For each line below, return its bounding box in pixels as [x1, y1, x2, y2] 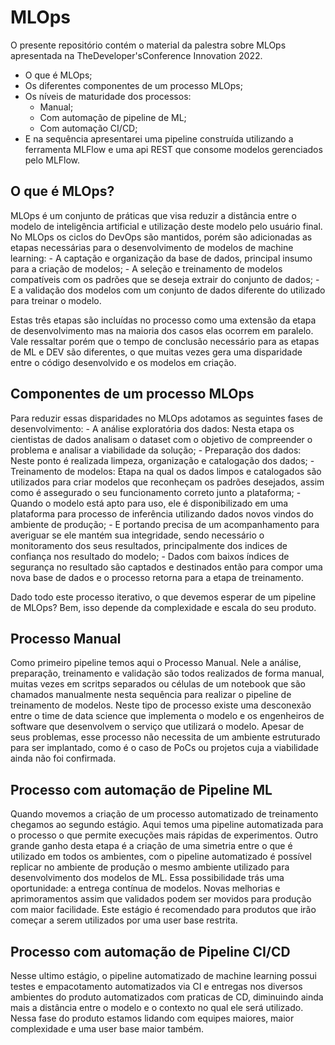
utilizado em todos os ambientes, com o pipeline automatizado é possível [10, 851, 312, 863]
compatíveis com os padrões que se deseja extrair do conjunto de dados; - [10, 273, 320, 285]
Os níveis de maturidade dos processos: [24, 90, 192, 102]
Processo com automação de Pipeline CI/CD [10, 943, 291, 960]
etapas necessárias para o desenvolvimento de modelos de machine [10, 241, 294, 253]
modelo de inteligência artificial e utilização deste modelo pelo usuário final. [10, 220, 323, 232]
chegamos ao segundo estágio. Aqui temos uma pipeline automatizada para [10, 819, 324, 831]
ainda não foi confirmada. [10, 752, 117, 765]
